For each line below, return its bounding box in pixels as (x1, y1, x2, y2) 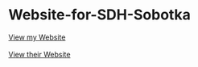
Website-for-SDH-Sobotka (8, 6, 191, 24)
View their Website (8, 49, 71, 59)
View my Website (8, 32, 66, 42)
